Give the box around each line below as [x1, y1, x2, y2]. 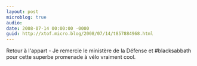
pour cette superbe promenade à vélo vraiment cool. [6, 54, 136, 61]
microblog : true [6, 14, 47, 20]
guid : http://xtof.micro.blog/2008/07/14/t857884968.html [6, 31, 153, 37]
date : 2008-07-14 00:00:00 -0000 [6, 25, 90, 32]
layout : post [6, 8, 39, 15]
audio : [6, 20, 23, 26]
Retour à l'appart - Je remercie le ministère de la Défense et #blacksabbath [6, 47, 192, 54]
